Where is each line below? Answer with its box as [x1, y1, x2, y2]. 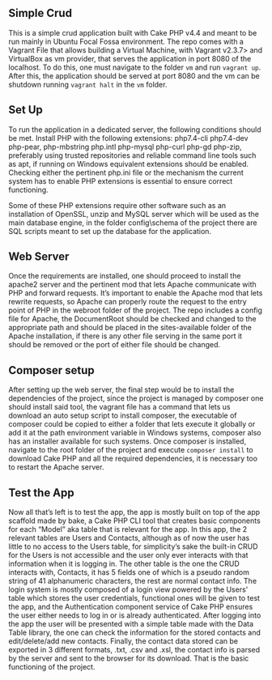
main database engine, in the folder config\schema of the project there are [8, 218, 257, 227]
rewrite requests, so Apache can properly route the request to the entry [8, 297, 247, 307]
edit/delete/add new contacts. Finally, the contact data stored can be [8, 636, 239, 646]
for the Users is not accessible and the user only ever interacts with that [8, 550, 249, 560]
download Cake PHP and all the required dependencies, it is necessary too [8, 453, 257, 464]
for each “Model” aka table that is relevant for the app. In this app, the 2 [8, 525, 248, 534]
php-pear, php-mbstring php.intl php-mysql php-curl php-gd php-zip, [8, 142, 242, 151]
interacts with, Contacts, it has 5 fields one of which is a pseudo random [8, 567, 249, 577]
